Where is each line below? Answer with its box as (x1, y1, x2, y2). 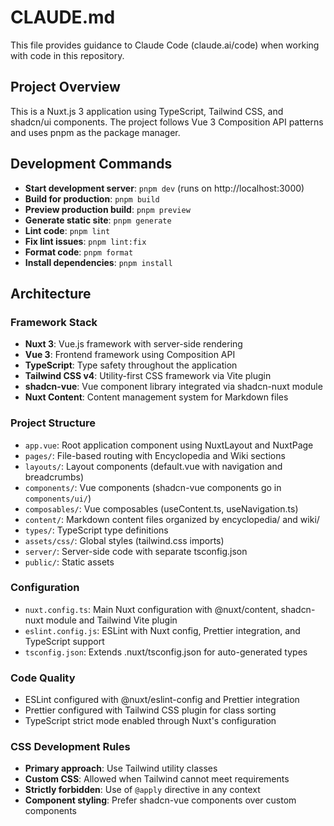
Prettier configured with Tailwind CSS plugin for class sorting (24, 704, 277, 716)
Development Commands (10, 156, 173, 173)
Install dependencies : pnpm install (24, 256, 173, 268)
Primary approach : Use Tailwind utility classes (24, 762, 218, 775)
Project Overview (10, 79, 121, 96)
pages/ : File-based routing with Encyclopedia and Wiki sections (24, 449, 286, 461)
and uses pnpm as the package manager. (10, 126, 181, 138)
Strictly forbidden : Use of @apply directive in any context (24, 784, 261, 796)
